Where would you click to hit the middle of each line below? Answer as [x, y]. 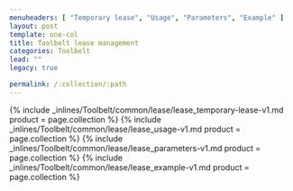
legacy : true [34, 68]
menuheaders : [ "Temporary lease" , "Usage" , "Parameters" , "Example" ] [146, 18]
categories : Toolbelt [50, 51]
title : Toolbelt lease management [74, 43]
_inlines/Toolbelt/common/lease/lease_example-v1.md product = [129, 167]
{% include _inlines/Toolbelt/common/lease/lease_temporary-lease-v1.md [146, 110]
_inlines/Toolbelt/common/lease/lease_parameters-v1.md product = [135, 148]
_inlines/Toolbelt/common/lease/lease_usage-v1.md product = [125, 129]
